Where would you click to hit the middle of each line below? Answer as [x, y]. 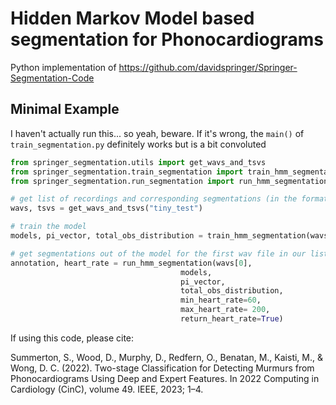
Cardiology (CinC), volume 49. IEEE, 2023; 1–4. [107, 389]
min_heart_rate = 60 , [221, 300]
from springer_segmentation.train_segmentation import [127, 172]
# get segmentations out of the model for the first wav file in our [158, 253]
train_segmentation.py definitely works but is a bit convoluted [138, 144]
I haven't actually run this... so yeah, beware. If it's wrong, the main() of [157, 133]
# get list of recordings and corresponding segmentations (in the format [169, 199]
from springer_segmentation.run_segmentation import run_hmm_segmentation [169, 181]
